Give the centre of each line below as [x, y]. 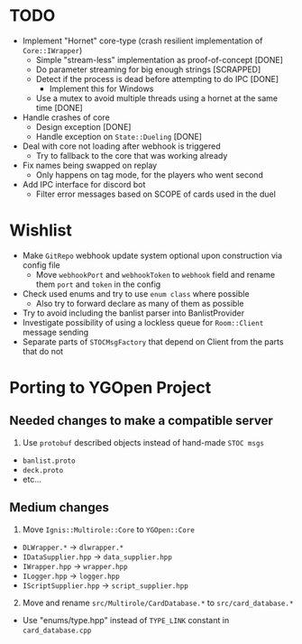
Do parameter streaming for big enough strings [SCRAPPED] [148, 69]
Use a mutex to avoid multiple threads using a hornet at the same [156, 98]
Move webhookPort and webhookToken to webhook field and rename [156, 274]
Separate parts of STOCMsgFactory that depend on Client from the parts [153, 341]
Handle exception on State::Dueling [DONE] [119, 136]
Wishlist [41, 230]
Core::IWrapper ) [52, 50]
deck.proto [43, 470]
